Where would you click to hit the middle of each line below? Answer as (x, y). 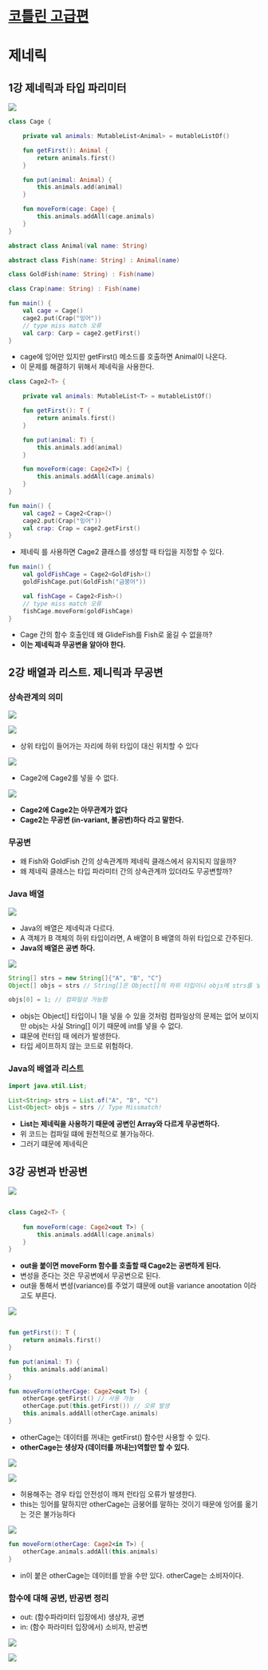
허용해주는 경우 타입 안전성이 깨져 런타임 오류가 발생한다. (108, 1493)
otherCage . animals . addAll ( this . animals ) (91, 1551)
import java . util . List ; (48, 1086)
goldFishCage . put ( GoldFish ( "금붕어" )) (85, 582)
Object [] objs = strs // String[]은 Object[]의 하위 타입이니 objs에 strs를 (130, 986)
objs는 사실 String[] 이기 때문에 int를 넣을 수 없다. (106, 1026)
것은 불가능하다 (52, 1513)
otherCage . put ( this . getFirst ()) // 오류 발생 (96, 1406)
